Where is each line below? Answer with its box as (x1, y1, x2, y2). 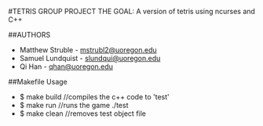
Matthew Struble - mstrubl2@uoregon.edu (19, 45, 157, 54)
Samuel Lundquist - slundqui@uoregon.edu (19, 54, 161, 63)
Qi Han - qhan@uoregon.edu (19, 62, 114, 71)
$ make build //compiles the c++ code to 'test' (19, 92, 170, 101)
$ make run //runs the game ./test (19, 101, 129, 110)
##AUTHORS (8, 31, 51, 39)
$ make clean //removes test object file (19, 109, 147, 118)
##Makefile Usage (8, 77, 68, 86)
